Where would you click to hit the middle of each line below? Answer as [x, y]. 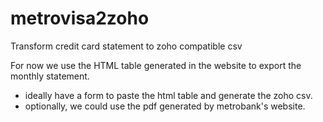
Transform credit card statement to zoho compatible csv [126, 46]
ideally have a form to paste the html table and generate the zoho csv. [168, 95]
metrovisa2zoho [80, 18]
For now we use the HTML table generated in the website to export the [156, 65]
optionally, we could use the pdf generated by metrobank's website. [165, 106]
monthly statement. [50, 76]
